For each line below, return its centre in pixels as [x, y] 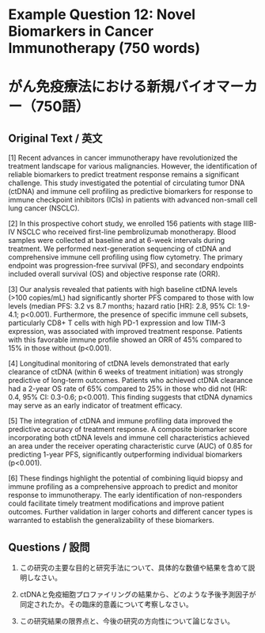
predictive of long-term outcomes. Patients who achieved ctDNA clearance [131, 381]
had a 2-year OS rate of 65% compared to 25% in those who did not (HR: [128, 389]
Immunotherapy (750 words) [104, 48]
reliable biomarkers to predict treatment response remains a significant [124, 175]
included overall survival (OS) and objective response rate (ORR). [114, 274]
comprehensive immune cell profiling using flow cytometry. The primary [125, 257]
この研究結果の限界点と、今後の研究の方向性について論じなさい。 [127, 621]
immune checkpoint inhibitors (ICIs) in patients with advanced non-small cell [133, 200]
